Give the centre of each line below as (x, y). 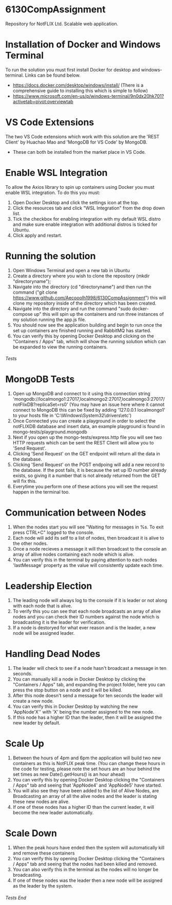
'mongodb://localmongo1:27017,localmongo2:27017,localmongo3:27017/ (89, 399)
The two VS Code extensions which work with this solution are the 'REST (82, 136)
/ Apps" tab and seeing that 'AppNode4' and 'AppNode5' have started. (87, 785)
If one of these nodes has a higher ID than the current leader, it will (83, 807)
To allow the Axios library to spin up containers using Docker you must (80, 187)
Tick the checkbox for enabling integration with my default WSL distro (87, 219)
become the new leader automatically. (53, 812)
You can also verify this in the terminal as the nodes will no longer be (85, 869)
